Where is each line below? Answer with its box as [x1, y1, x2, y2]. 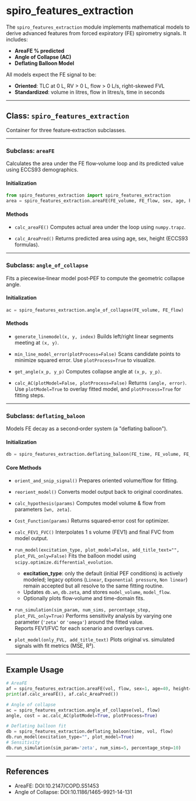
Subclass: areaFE [6, 146, 55, 154]
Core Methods [6, 464, 42, 471]
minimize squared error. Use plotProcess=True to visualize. [14, 356, 156, 363]
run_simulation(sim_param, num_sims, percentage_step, [14, 607, 151, 613]
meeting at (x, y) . [14, 339, 60, 346]
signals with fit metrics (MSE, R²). [14, 642, 95, 649]
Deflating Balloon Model [14, 60, 75, 67]
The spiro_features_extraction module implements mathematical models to [6, 23, 190, 30]
